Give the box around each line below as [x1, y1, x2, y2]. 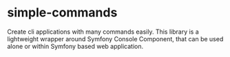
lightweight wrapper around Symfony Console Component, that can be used [7, 34, 224, 43]
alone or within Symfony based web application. [7, 42, 144, 50]
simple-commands [7, 5, 118, 21]
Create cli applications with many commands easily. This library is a [7, 27, 200, 36]
